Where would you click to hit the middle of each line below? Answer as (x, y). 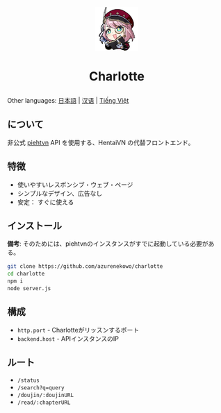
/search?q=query (41, 388)
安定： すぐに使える (46, 202)
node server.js (29, 289)
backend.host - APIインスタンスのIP (68, 338)
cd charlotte (26, 274)
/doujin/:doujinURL (46, 395)
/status (28, 380)
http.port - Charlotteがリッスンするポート (78, 330)
